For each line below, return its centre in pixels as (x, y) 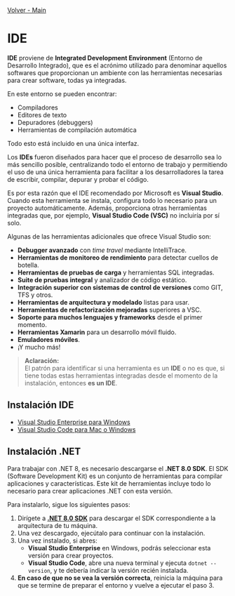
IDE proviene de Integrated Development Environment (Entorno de (105, 58)
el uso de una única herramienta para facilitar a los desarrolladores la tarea (116, 172)
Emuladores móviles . (49, 339)
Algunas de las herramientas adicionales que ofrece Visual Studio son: (109, 236)
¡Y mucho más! (39, 347)
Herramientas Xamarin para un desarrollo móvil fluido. (97, 332)
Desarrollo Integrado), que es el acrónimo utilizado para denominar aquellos (117, 65)
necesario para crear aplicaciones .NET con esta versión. (90, 491)
